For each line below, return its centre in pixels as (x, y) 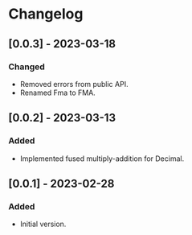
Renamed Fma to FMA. (58, 93)
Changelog (46, 14)
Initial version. (43, 224)
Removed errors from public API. (74, 84)
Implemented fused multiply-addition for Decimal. (102, 159)
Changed (27, 67)
